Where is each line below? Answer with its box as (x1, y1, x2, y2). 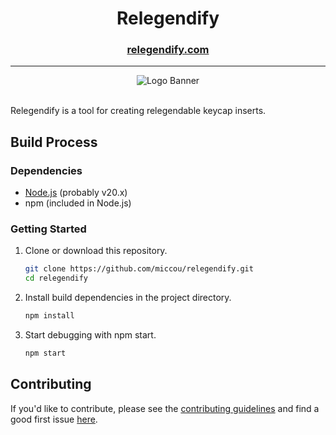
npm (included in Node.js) (24, 197, 132, 209)
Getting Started (10, 222, 87, 236)
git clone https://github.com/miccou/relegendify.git (24, 264, 254, 274)
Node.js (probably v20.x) (24, 187, 128, 199)
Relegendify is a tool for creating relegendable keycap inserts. (10, 105, 267, 117)
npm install (24, 311, 75, 321)
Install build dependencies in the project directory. (24, 292, 232, 304)
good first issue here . (10, 413, 98, 425)
